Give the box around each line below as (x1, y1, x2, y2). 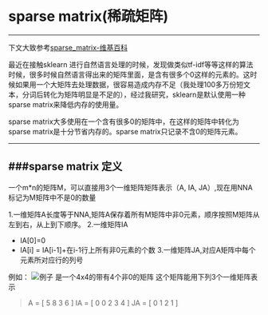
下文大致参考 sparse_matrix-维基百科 (8, 42, 128, 52)
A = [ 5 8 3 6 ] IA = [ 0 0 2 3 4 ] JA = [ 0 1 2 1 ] (27, 297, 179, 308)
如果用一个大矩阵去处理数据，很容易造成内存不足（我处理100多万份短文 (14, 79, 251, 89)
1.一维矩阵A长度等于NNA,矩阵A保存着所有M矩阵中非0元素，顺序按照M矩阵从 (8, 209, 260, 219)
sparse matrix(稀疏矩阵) (8, 7, 169, 26)
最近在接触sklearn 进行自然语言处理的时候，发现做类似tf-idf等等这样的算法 (8, 59, 254, 69)
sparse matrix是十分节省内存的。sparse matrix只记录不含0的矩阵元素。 (8, 126, 242, 136)
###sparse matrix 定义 (8, 160, 123, 173)
